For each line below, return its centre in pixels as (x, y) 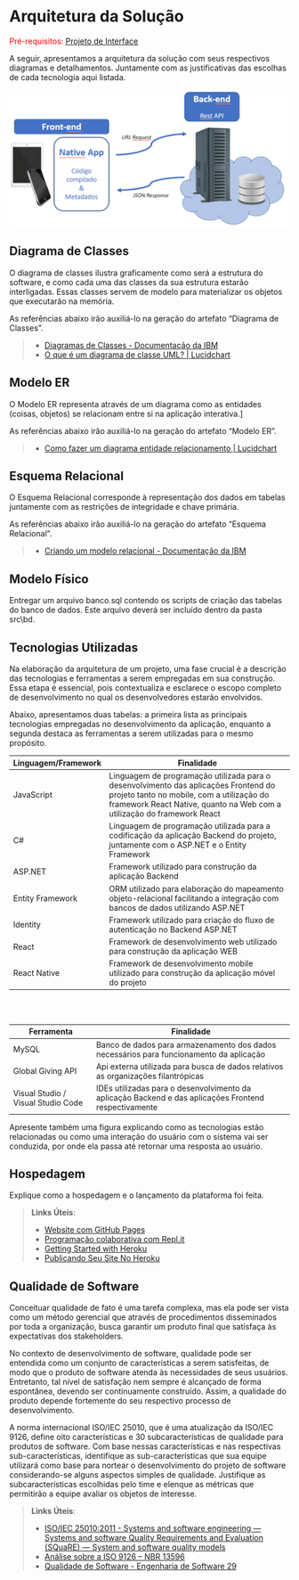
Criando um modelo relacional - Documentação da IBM (145, 551)
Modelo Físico (49, 579)
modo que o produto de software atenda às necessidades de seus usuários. (149, 1372)
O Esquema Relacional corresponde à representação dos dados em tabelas (148, 497)
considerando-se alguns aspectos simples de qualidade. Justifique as (137, 1475)
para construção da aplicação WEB (174, 952)
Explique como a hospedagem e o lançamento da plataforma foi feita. (137, 1195)
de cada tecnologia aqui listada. (68, 77)
